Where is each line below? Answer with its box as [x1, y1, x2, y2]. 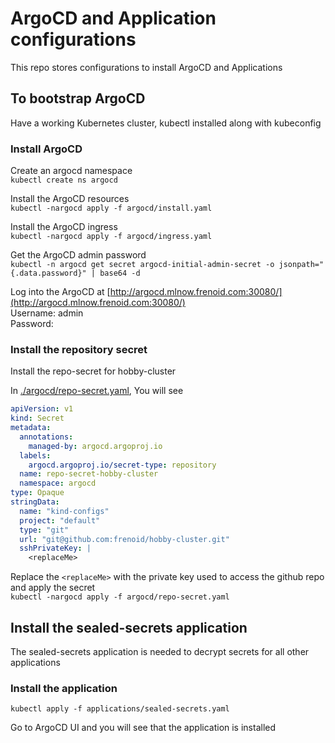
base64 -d [99, 268, 141, 279]
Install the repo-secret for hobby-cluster [10, 365, 177, 377]
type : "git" [19, 525, 70, 535]
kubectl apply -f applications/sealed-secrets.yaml [10, 704, 230, 714]
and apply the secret [10, 582, 96, 594]
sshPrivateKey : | [19, 543, 92, 554]
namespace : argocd [19, 478, 97, 489]
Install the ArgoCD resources [10, 193, 130, 205]
